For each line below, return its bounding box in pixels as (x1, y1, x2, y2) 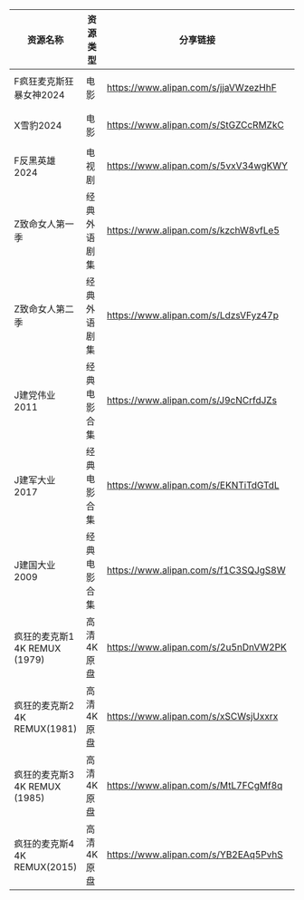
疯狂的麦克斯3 (14, 769, 75, 780)
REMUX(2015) (14, 861, 78, 873)
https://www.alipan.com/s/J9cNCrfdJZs (107, 394, 278, 406)
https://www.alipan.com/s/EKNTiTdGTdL (107, 479, 280, 491)
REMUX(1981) (14, 722, 78, 735)
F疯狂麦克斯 (14, 75, 65, 87)
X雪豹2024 (14, 120, 62, 131)
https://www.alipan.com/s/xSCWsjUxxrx (107, 711, 279, 722)
